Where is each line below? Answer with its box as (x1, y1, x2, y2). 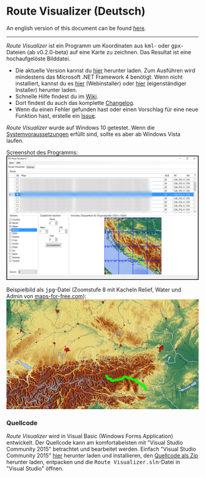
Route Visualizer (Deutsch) (6, 4, 146, 18)
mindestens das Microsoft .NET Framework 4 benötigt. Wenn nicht (15, 73, 183, 81)
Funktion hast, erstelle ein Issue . (15, 112, 96, 120)
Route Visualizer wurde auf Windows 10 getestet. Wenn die (6, 124, 155, 131)
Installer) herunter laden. (15, 86, 77, 93)
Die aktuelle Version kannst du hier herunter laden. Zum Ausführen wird (15, 66, 195, 74)
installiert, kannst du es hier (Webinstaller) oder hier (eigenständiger (15, 79, 187, 87)
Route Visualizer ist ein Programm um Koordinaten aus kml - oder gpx (6, 41, 181, 49)
